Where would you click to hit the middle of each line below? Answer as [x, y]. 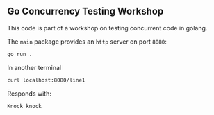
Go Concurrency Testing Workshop [85, 11]
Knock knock [24, 106]
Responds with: [30, 94]
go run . [20, 54]
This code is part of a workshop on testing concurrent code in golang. [107, 28]
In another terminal [34, 67]
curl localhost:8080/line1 [46, 80]
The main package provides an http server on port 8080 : [87, 42]
